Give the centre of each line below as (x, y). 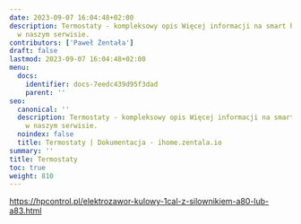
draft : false (34, 51)
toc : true (28, 168)
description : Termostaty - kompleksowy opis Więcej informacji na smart (148, 26)
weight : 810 (31, 176)
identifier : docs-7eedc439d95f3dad (92, 84)
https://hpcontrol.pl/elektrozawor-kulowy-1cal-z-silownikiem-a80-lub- (139, 202)
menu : (19, 68)
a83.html (26, 211)
